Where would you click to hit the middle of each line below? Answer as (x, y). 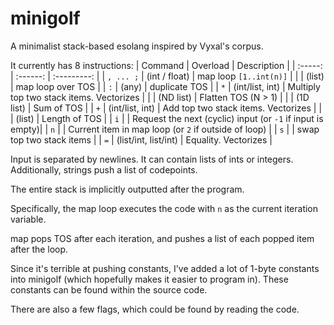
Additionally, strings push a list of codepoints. (104, 169)
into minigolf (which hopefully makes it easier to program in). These (149, 279)
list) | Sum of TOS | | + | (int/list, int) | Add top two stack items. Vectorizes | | (166, 108)
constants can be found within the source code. (109, 289)
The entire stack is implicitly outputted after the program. (127, 189)
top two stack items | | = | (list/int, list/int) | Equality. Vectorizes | (141, 139)
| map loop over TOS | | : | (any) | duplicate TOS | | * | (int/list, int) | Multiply (165, 86)
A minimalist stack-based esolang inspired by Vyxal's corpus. (137, 46)
